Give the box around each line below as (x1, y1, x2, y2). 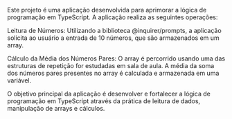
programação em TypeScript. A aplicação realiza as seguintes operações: (7, 13, 218, 21)
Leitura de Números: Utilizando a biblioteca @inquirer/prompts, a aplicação (7, 27, 222, 34)
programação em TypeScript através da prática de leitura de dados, (7, 97, 201, 105)
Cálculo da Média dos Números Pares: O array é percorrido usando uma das (7, 54, 226, 63)
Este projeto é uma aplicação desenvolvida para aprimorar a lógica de (7, 6, 207, 14)
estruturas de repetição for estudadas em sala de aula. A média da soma (7, 62, 215, 69)
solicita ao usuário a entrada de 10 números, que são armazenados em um (7, 34, 220, 42)
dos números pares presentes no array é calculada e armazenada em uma (7, 69, 220, 77)
